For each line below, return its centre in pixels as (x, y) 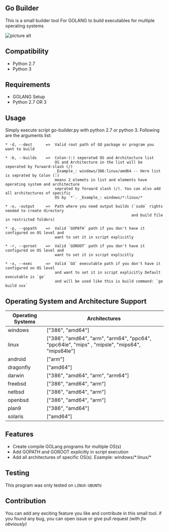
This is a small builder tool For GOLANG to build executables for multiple (80, 20)
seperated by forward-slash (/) (39, 167)
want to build (20, 149)
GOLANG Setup (29, 97)
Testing (17, 473)
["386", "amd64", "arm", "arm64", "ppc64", (99, 339)
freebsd (17, 384)
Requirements (28, 85)
